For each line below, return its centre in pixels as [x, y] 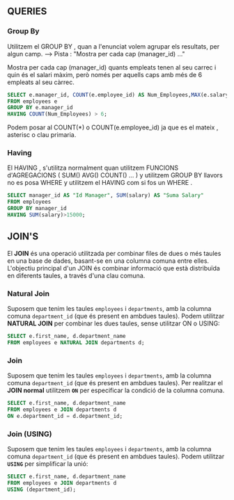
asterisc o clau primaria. [42, 135]
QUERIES [27, 11]
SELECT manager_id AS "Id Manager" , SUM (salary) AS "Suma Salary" [106, 195]
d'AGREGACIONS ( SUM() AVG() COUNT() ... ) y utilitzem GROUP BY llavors [115, 175]
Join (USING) [30, 434]
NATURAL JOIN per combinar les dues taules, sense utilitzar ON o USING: [114, 323]
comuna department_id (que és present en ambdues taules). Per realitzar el [115, 383]
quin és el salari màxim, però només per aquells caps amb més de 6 [105, 74]
